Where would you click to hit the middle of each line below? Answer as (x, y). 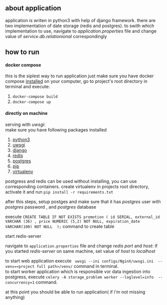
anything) (15, 297)
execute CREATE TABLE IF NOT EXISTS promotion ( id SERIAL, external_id (82, 216)
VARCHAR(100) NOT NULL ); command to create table (60, 226)
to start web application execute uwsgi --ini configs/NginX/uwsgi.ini (79, 261)
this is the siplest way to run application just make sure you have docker (79, 76)
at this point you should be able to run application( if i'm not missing (75, 292)
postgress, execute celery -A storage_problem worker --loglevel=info (79, 277)
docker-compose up (32, 102)
